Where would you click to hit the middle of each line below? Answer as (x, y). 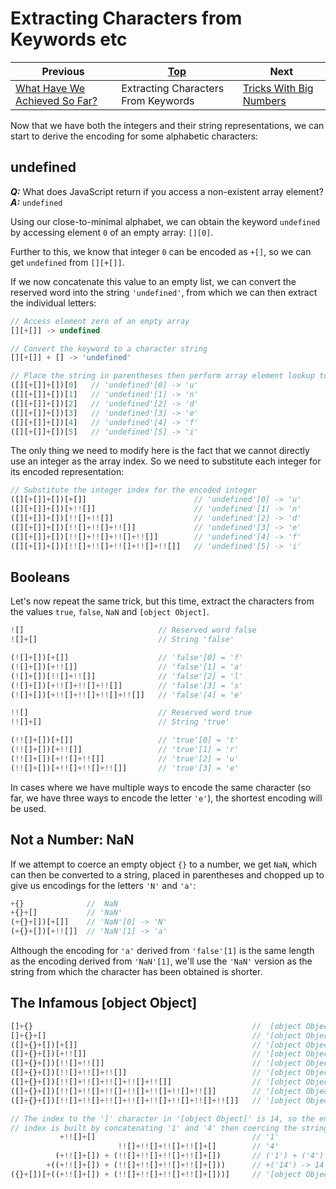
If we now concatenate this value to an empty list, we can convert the (153, 281)
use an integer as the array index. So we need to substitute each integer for (166, 461)
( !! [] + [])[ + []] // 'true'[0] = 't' (125, 740)
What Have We (50, 88)
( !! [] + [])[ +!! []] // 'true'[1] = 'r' (125, 750)
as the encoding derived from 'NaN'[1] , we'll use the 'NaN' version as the (161, 961)
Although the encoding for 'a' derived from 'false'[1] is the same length (162, 950)
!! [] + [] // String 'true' (120, 722)
